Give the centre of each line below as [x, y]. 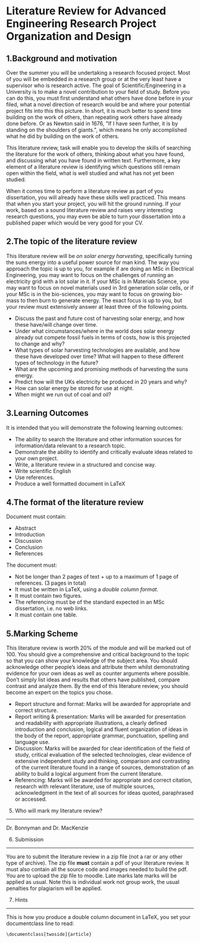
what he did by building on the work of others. [63, 136]
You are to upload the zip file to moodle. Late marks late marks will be [92, 876]
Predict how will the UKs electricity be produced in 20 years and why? [101, 382]
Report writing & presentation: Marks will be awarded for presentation [100, 717]
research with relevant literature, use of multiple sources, [85, 787]
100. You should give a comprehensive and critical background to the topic [98, 655]
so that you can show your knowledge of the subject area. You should [92, 661]
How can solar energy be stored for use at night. [74, 388]
